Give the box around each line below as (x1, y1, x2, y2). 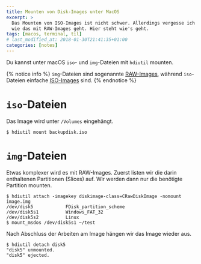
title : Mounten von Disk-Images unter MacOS (6, 8, 120, 15)
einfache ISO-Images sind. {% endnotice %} (26, 76, 137, 84)
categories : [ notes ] (6, 43, 58, 49)
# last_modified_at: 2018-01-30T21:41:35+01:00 (6, 37, 128, 43)
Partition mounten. (6, 181, 52, 189)
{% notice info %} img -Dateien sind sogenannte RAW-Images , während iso (6, 70, 192, 77)
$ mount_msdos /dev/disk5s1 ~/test (6, 220, 96, 226)
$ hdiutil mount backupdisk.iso (6, 129, 87, 135)
